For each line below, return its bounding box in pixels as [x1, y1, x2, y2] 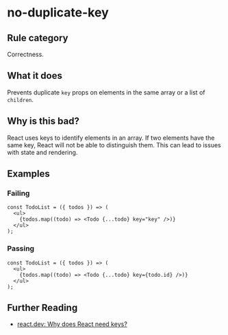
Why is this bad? [7, 115, 80, 127]
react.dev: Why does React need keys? [16, 320, 128, 328]
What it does [7, 70, 63, 82]
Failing [7, 188, 30, 198]
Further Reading [7, 302, 78, 313]
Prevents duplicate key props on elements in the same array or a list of [7, 88, 205, 97]
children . [7, 95, 34, 103]
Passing [7, 244, 35, 253]
